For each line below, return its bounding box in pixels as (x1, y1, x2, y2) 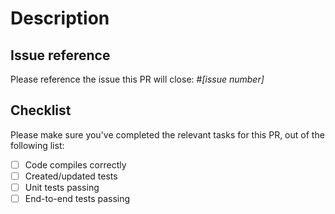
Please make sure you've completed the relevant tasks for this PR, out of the (10, 128, 325, 141)
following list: (10, 139, 65, 151)
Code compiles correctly (24, 158, 127, 171)
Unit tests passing (24, 181, 100, 193)
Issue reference (10, 47, 111, 64)
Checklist (10, 102, 72, 119)
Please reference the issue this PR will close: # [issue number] (10, 73, 265, 85)
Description (10, 7, 110, 30)
